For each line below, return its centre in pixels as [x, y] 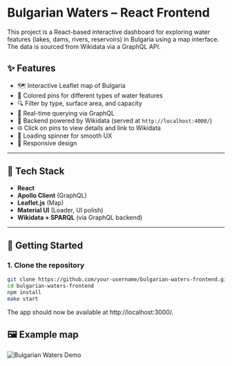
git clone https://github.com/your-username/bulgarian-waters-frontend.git [118, 280]
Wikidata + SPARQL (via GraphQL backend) [80, 217]
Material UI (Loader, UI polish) [60, 210]
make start [23, 299]
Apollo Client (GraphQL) [52, 195]
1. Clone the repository [46, 265]
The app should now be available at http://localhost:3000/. [90, 312]
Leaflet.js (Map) [40, 203]
